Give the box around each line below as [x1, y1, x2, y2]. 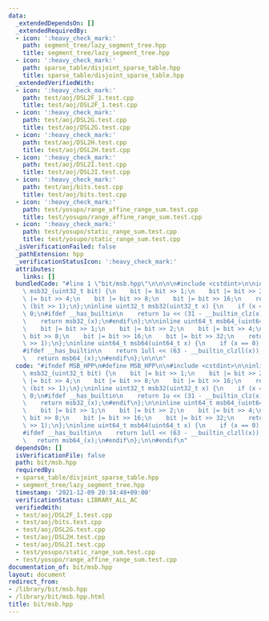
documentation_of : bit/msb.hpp [8, 563, 113, 571]
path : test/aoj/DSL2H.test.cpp [22, 138, 127, 147]
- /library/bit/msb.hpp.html [8, 593, 106, 601]
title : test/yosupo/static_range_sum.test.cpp [22, 236, 181, 244]
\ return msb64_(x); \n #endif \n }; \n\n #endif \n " [22, 436, 188, 445]
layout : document [8, 571, 66, 579]
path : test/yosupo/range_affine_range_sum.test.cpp [22, 205, 199, 213]
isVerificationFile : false [15, 451, 106, 459]
